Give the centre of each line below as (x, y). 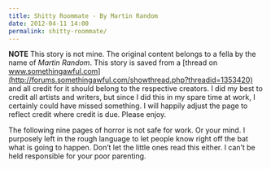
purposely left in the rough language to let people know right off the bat (128, 139)
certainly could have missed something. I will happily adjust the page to (128, 106)
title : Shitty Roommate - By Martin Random (83, 16)
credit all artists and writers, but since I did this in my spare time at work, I (132, 97)
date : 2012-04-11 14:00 (49, 24)
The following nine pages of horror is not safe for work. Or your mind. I (127, 130)
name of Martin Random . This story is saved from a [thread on (113, 63)
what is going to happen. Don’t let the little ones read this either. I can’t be (132, 148)
